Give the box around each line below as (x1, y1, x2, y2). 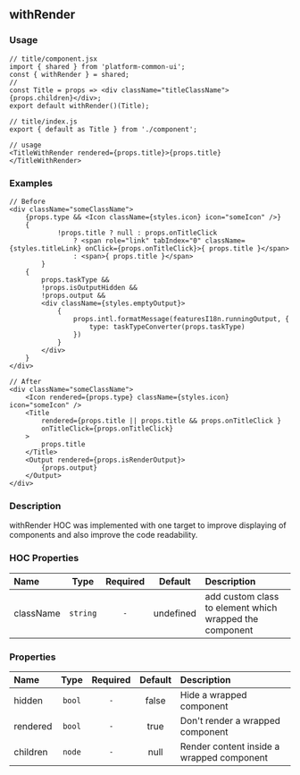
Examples (9, 176, 54, 189)
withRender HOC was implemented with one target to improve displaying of (9, 520, 287, 531)
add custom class (204, 590, 279, 602)
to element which (204, 601, 278, 614)
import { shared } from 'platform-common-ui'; (9, 62, 186, 71)
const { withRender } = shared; (9, 70, 129, 79)
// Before (9, 197, 46, 206)
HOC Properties (9, 552, 79, 565)
